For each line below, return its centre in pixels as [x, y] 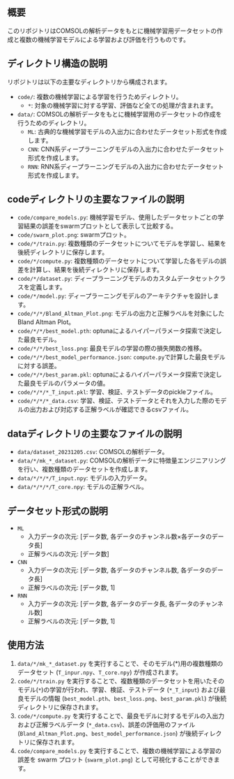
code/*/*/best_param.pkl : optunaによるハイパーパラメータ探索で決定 [116, 374]
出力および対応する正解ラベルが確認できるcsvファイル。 [111, 409]
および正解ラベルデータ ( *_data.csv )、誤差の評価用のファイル [106, 725]
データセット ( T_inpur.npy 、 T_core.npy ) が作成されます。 [100, 672]
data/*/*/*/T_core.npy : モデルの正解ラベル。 [83, 487]
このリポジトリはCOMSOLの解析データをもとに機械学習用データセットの [112, 31]
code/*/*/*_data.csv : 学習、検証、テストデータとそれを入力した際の [116, 401]
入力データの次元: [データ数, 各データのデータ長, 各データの [114, 604]
